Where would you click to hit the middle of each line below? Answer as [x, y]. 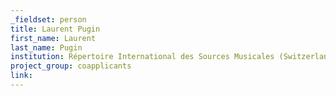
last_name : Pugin [46, 47]
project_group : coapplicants [71, 66]
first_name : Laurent [53, 38]
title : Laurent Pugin [55, 29]
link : [21, 76]
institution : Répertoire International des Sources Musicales [142, 57]
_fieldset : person [48, 19]
